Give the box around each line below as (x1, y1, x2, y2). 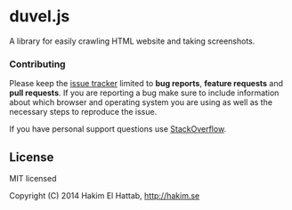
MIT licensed (9, 174, 57, 184)
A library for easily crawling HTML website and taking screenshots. (9, 36, 255, 46)
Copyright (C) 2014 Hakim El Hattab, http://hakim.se (9, 190, 200, 201)
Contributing (9, 58, 66, 70)
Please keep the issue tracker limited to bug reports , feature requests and (9, 78, 283, 89)
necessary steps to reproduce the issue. (9, 107, 158, 117)
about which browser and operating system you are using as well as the (9, 97, 273, 108)
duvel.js (9, 6, 70, 27)
